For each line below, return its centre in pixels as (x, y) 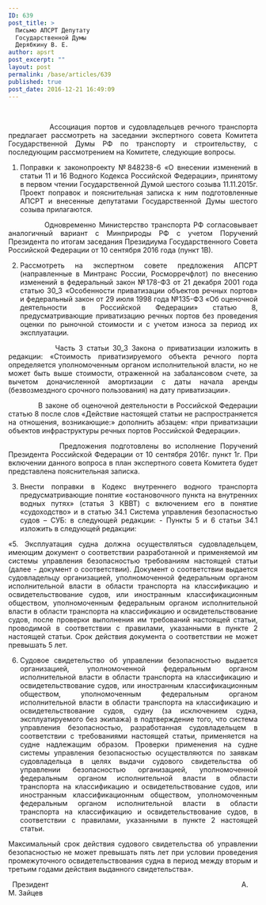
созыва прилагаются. (56, 210)
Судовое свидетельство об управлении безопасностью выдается (139, 660)
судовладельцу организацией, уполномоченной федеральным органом (133, 578)
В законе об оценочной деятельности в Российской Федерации (148, 405)
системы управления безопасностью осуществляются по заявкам (139, 753)
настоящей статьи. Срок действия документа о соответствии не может (133, 637)
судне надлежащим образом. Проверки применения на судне (139, 744)
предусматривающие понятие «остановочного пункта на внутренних (139, 495)
